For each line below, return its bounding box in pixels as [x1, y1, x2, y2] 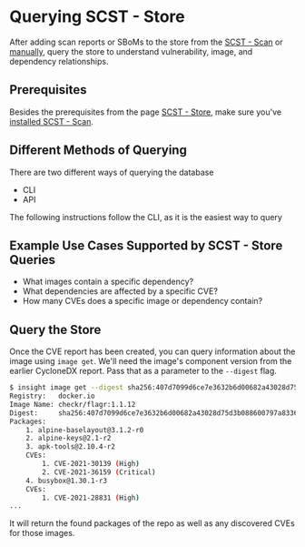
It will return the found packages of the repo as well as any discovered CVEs [9, 518, 295, 529]
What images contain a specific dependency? [22, 276, 193, 288]
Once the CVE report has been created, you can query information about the [9, 346, 296, 357]
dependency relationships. [9, 56, 109, 66]
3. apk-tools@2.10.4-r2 [25, 442, 116, 451]
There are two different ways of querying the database [9, 167, 214, 177]
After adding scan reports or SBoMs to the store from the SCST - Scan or [9, 36, 283, 47]
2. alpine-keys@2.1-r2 [25, 434, 112, 443]
